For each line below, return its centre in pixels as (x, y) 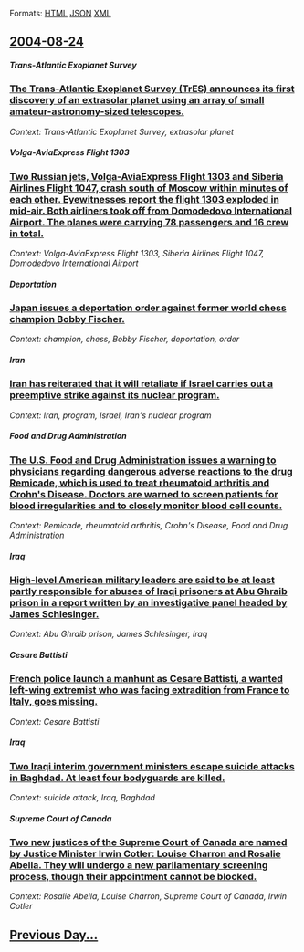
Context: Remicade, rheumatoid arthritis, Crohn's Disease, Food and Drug (149, 526)
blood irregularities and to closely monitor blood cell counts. (146, 506)
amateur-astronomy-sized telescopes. (97, 111)
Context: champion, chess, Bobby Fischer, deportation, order (125, 339)
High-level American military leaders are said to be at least (142, 581)
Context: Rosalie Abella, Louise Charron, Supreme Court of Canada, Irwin (148, 896)
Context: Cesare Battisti (54, 721)
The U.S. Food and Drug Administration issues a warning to (143, 460)
